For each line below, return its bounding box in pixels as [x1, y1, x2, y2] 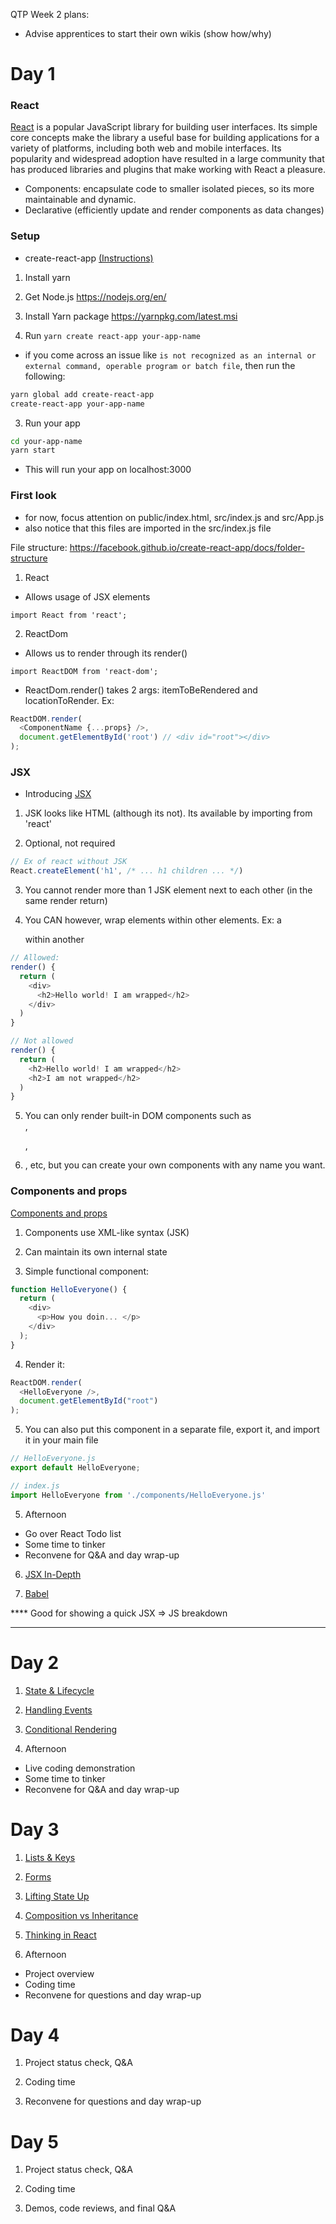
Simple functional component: [24, 1265, 149, 1277]
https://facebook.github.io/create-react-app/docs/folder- [69, 541, 305, 553]
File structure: [10, 541, 68, 553]
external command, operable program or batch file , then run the [24, 359, 296, 371]
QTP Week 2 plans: [10, 9, 90, 20]
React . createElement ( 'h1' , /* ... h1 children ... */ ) [10, 866, 244, 876]
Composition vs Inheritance [24, 1909, 139, 1921]
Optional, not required [24, 837, 116, 849]
